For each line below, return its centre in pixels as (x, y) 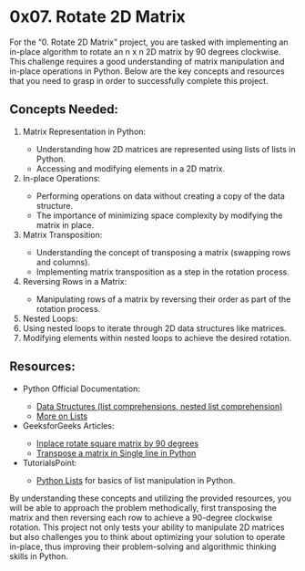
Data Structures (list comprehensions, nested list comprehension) (159, 406)
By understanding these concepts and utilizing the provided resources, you (150, 498)
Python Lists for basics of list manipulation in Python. (136, 480)
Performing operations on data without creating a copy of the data (160, 196)
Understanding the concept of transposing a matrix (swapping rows (163, 252)
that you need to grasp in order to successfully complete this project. (139, 80)
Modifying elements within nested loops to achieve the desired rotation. (157, 337)
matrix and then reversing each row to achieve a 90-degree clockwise (141, 517)
